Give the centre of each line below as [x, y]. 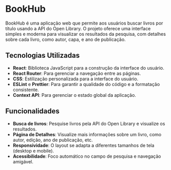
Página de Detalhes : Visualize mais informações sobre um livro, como [87, 134]
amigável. [23, 161]
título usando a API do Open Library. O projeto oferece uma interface [78, 28]
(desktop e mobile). [33, 151]
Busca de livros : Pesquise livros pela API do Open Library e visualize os [89, 123]
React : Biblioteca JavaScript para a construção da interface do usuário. [88, 68]
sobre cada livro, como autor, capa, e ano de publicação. [65, 39]
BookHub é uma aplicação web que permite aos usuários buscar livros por [84, 23]
